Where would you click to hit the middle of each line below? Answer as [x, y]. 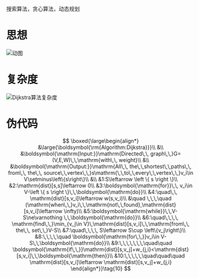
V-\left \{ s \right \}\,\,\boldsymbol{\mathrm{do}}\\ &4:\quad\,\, [101, 192]
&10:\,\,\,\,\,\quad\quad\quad [150, 255]
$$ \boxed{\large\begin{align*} [101, 141]
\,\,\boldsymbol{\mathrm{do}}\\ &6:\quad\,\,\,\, [121, 217]
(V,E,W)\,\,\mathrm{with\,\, [85, 160]
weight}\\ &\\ [134, 160]
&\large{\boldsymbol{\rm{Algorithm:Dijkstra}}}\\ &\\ [101, 147]
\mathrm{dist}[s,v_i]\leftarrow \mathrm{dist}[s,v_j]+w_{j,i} [101, 262]
